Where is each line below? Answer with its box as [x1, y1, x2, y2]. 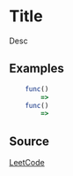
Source [9, 134, 50, 149]
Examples [9, 61, 64, 76]
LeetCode [9, 157, 46, 168]
